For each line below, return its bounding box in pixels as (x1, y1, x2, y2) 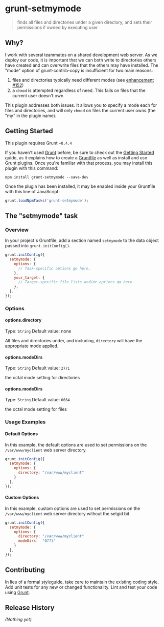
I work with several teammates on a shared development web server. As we (5, 52, 158, 58)
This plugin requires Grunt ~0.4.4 (5, 140, 72, 146)
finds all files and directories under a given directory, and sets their (17, 19, 153, 25)
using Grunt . (5, 589, 30, 595)
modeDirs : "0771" (18, 538, 56, 543)
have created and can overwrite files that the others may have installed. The (5, 62, 159, 68)
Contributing (5, 566, 45, 574)
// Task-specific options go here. (18, 266, 91, 271)
